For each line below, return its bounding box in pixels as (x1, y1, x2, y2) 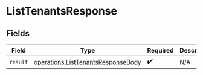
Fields (6, 28, 30, 39)
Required (147, 47, 174, 54)
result (9, 59, 28, 65)
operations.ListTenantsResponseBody (34, 57, 141, 66)
